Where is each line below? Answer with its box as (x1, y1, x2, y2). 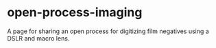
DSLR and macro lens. (7, 34, 70, 42)
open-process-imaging (7, 5, 143, 20)
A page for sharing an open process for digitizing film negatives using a (7, 27, 209, 35)
